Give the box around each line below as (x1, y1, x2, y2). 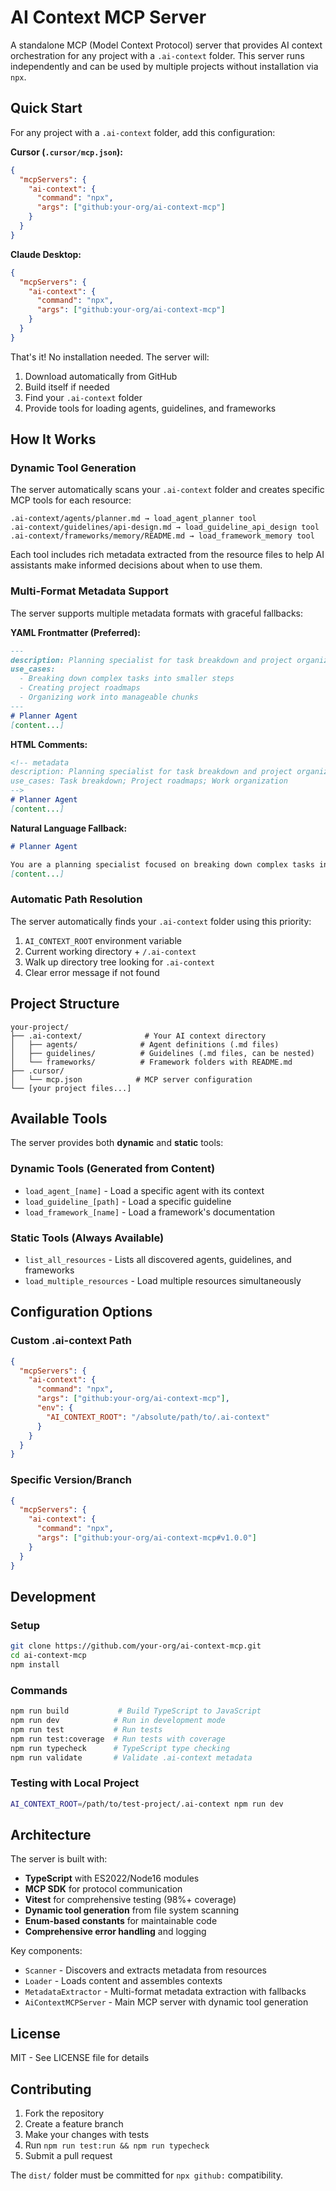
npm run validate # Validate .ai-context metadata (10, 1752, 253, 1763)
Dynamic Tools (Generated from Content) (10, 1162, 216, 1176)
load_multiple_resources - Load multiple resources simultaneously (24, 1275, 302, 1286)
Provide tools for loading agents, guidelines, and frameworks (24, 402, 277, 414)
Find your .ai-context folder (24, 391, 143, 403)
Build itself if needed (24, 381, 110, 393)
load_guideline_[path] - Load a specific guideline (24, 1195, 232, 1207)
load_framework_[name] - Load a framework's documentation (24, 1206, 275, 1218)
